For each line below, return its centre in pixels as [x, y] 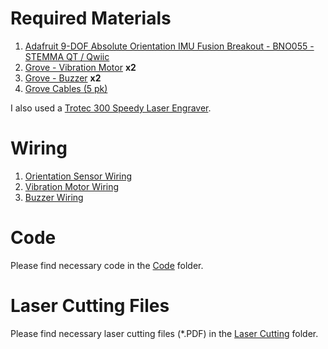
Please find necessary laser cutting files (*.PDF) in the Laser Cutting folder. [164, 333]
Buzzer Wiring [54, 197]
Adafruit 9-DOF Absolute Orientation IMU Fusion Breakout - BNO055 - [169, 46]
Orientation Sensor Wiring [78, 176]
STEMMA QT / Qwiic [67, 56]
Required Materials [91, 18]
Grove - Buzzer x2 [63, 78]
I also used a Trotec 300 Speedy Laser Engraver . [111, 108]
